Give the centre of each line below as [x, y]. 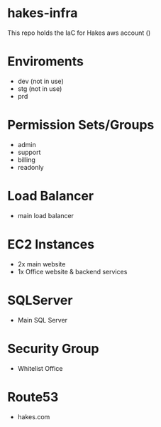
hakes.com [34, 416]
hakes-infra [43, 13]
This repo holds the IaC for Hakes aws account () [79, 33]
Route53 [33, 397]
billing [26, 160]
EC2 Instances [51, 244]
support [29, 152]
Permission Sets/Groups [81, 125]
